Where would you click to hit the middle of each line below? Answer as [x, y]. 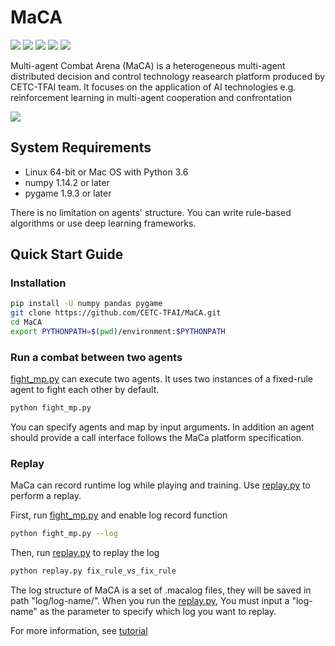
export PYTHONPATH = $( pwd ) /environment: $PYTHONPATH [118, 332]
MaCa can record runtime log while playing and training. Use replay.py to [160, 485]
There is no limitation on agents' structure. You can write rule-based [151, 212]
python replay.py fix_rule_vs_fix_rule [93, 571]
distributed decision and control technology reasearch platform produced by [168, 76]
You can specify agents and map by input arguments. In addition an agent [162, 427]
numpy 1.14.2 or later [67, 182]
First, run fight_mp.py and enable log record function [119, 515]
